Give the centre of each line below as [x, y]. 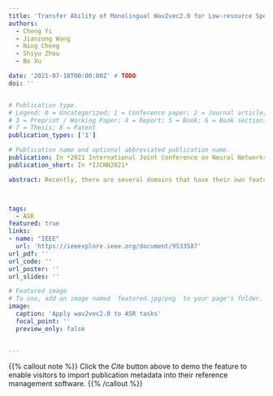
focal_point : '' [43, 321]
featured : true [34, 224]
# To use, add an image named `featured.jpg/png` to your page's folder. [136, 299]
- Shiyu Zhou [38, 54]
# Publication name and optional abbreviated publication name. [119, 150]
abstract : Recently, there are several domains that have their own [127, 179]
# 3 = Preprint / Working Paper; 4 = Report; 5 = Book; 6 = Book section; [138, 120]
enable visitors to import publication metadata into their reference [118, 375]
